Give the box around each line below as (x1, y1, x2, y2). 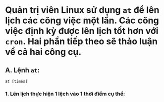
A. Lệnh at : (5, 66, 40, 74)
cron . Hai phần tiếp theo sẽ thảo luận (5, 36, 158, 47)
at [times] (5, 79, 28, 84)
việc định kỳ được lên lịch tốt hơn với (5, 26, 159, 36)
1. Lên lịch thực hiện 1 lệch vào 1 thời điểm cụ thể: (5, 90, 125, 97)
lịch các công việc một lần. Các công (5, 15, 160, 26)
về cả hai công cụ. (5, 46, 82, 58)
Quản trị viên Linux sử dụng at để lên (5, 4, 160, 16)
